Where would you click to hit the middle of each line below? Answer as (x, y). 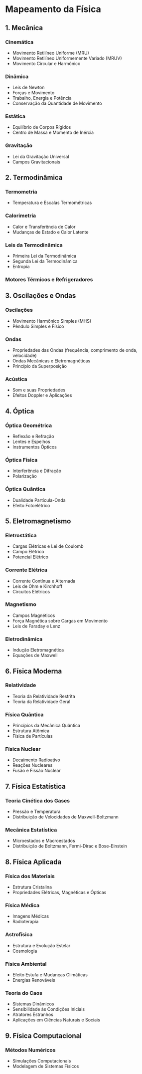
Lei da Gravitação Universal (41, 156)
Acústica (16, 379)
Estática (15, 116)
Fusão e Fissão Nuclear (36, 771)
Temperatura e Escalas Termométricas (52, 203)
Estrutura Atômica (31, 731)
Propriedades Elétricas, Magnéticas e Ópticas (59, 893)
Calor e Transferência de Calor (44, 227)
